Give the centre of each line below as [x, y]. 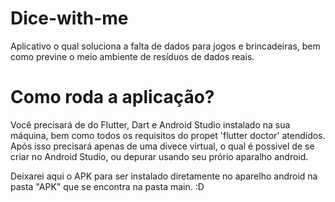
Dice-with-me [69, 18]
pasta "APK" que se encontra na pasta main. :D [107, 186]
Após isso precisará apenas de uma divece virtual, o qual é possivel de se [162, 146]
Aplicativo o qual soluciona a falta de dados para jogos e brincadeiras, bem [165, 46]
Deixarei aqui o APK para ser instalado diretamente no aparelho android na [164, 176]
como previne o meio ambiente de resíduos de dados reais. [132, 56]
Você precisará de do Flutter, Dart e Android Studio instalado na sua [150, 124]
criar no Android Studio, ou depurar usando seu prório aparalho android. [159, 156]
